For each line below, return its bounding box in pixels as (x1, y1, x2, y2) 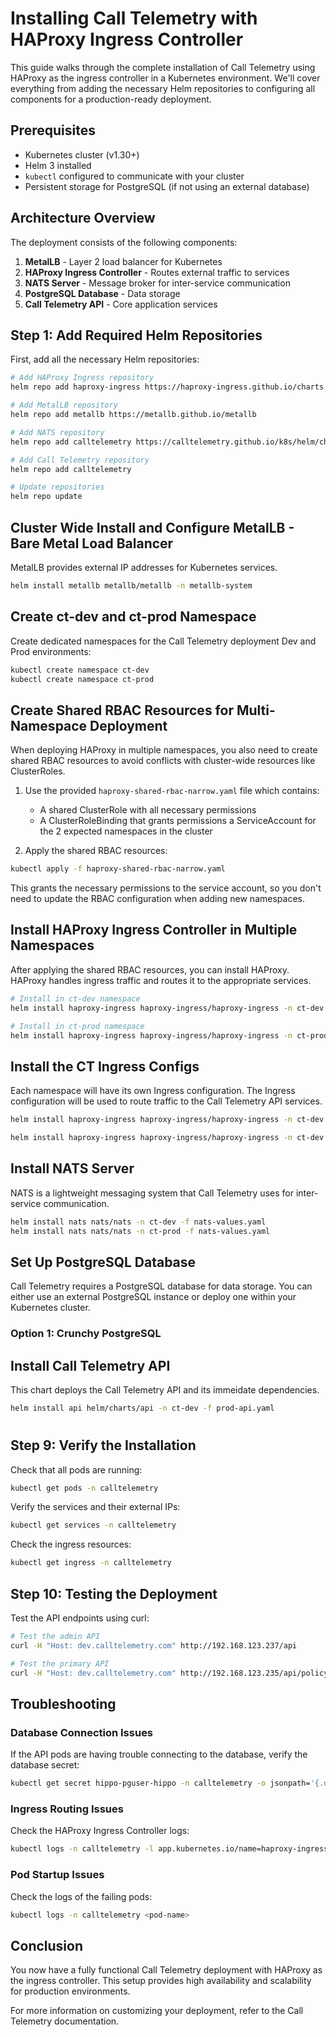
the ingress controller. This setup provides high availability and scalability (10, 1975, 312, 1987)
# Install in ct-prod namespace (10, 1021, 145, 1031)
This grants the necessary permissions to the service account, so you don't (10, 882, 322, 894)
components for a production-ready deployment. (10, 93, 212, 105)
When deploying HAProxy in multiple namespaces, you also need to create (10, 744, 318, 756)
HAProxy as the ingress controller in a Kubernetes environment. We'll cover (10, 72, 321, 84)
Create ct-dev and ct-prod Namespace (10, 608, 257, 626)
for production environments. (10, 1985, 131, 1997)
